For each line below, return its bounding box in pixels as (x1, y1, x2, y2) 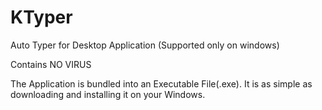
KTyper (10, 6, 73, 29)
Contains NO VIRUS (10, 58, 92, 70)
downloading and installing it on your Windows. (10, 88, 206, 100)
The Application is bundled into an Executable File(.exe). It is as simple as (10, 77, 313, 90)
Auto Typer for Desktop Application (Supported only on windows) (10, 39, 280, 51)
